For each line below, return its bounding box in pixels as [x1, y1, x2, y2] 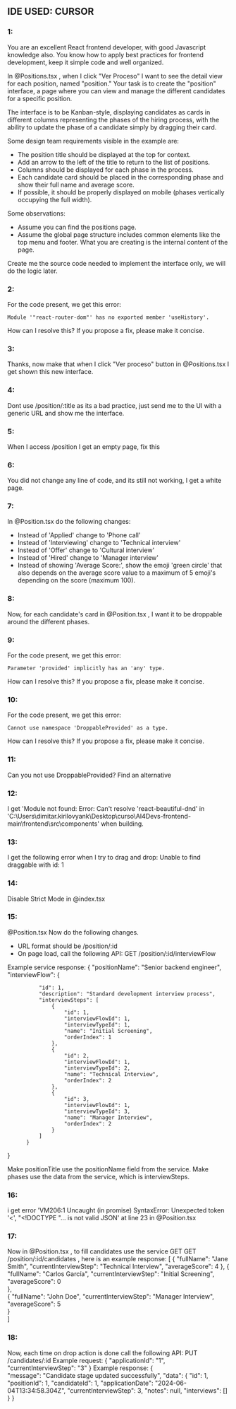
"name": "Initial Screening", [63, 1027, 153, 1034]
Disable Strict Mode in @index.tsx [7, 894, 106, 903]
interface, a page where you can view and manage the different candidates [7, 86, 225, 95]
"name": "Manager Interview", [63, 1113, 153, 1121]
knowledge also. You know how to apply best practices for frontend [7, 50, 204, 59]
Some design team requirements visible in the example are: [7, 136, 180, 145]
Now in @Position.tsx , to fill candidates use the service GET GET [7, 1247, 197, 1256]
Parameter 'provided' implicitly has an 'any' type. [7, 665, 166, 672]
